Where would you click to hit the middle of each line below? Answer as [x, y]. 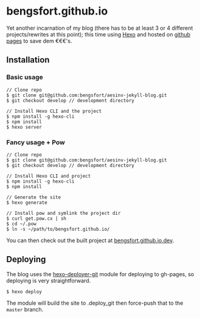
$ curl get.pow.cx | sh [36, 218]
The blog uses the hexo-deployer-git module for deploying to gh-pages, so [100, 274]
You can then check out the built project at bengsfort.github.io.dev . [90, 240]
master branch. [25, 309]
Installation [28, 60]
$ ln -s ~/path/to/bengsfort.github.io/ [58, 229]
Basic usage [25, 77]
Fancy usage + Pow [36, 142]
